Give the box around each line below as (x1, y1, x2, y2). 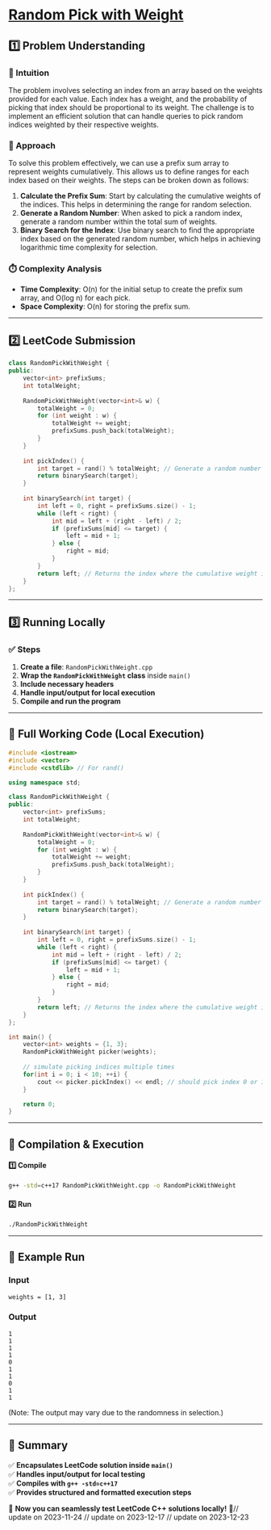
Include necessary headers (19, 679, 115, 689)
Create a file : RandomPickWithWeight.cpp (19, 662, 153, 672)
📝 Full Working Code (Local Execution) (8, 727, 205, 741)
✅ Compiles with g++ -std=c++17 (8, 1478, 119, 1488)
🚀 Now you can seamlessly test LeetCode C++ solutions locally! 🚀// (8, 1503, 240, 1513)
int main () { (8, 1032, 52, 1041)
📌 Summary (8, 1439, 69, 1452)
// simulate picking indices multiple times (23, 1063, 175, 1071)
